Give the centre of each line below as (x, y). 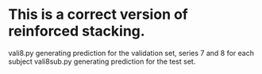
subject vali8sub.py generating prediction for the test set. (102, 61)
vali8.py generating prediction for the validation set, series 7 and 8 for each (131, 53)
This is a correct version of (98, 15)
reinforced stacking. (77, 31)
